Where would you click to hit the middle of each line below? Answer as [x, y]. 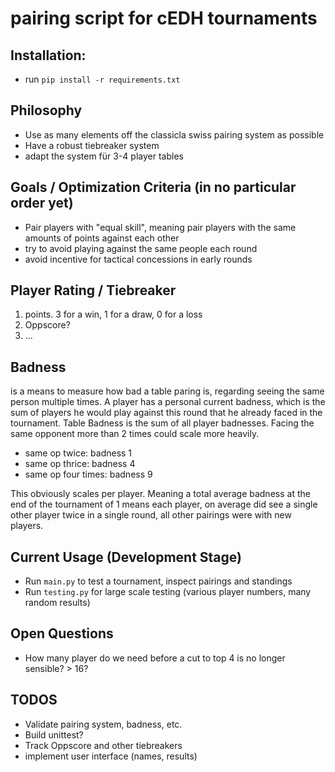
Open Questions [62, 633]
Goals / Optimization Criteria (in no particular [153, 187]
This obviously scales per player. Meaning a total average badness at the [160, 494]
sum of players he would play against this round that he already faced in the [166, 413]
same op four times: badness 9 [88, 474]
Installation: [48, 55]
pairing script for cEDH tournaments [164, 18]
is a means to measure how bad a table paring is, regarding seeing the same [167, 391]
